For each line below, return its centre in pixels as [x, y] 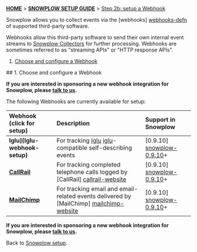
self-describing [111, 148]
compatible [72, 148]
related [66, 196]
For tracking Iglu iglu [85, 140]
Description [73, 123]
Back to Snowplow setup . [37, 243]
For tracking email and [87, 189]
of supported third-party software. [48, 26]
